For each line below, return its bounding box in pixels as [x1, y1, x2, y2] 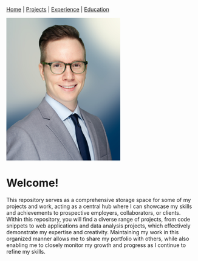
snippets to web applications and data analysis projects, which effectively [6, 222, 191, 229]
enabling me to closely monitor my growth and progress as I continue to [6, 242, 186, 249]
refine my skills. [6, 248, 46, 256]
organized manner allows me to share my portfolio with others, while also [6, 235, 189, 243]
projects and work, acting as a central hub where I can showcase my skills [6, 203, 193, 210]
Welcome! [6, 176, 59, 190]
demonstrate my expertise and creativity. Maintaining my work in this [6, 229, 179, 236]
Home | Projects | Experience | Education [6, 6, 109, 13]
